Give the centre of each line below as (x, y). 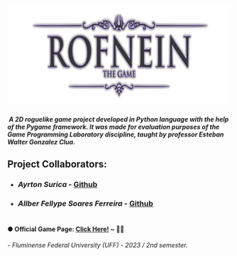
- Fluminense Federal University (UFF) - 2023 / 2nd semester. (98, 245)
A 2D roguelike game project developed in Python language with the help (119, 119)
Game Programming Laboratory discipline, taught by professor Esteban (116, 134)
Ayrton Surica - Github (57, 184)
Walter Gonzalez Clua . (42, 142)
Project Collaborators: (57, 164)
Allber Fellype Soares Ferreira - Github (86, 203)
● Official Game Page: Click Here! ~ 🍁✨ (66, 229)
